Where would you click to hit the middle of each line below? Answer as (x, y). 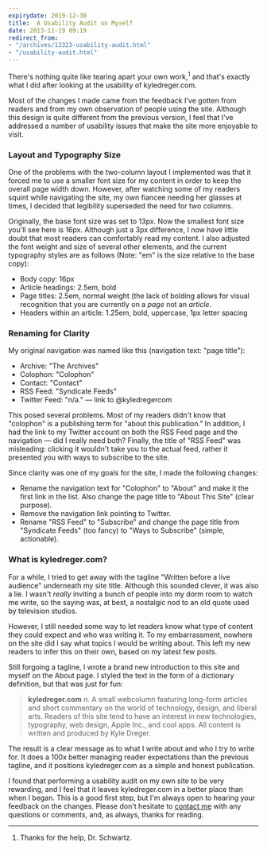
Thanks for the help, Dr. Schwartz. (76, 837)
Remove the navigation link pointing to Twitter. (95, 514)
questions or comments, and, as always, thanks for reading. (106, 814)
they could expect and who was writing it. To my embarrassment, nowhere (130, 635)
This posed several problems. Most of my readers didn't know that (117, 415)
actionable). (39, 539)
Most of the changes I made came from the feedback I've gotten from (122, 100)
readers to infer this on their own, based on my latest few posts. (112, 651)
